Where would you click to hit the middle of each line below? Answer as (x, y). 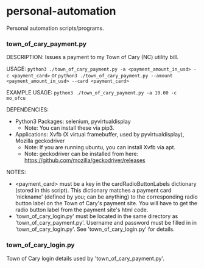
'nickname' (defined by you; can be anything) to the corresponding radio (106, 197)
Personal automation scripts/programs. (55, 28)
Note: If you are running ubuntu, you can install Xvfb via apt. (100, 147)
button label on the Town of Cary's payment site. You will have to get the (106, 203)
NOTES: (16, 172)
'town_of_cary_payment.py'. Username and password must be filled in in (106, 223)
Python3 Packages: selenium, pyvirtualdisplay (73, 122)
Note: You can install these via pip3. (69, 128)
